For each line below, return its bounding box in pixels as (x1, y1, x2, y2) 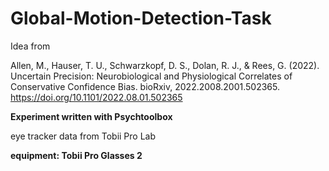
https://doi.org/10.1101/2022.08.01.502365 (10, 91, 183, 103)
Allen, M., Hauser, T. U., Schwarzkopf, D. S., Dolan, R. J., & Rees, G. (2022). (10, 59, 320, 71)
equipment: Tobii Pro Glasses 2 (10, 149, 143, 161)
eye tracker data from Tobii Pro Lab (10, 130, 157, 142)
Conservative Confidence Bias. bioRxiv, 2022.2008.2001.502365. (10, 80, 280, 92)
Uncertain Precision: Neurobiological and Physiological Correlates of (10, 70, 293, 82)
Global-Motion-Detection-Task (10, 7, 272, 30)
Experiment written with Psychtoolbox (10, 110, 173, 122)
